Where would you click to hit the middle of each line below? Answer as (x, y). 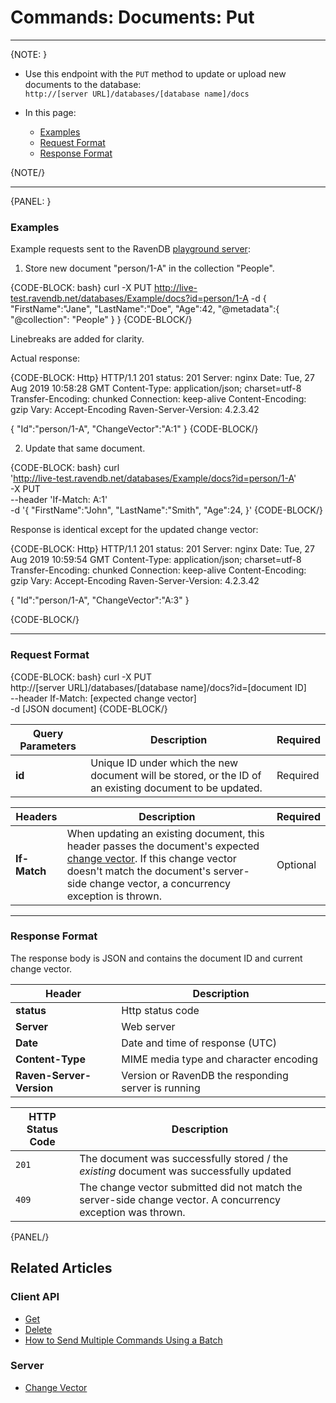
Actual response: (45, 358)
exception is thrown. (114, 896)
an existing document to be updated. (176, 788)
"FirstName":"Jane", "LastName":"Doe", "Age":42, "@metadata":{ (145, 309)
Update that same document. (85, 448)
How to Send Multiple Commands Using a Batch (123, 1340)
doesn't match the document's (139, 871)
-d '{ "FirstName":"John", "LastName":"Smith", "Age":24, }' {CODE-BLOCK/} (166, 510)
